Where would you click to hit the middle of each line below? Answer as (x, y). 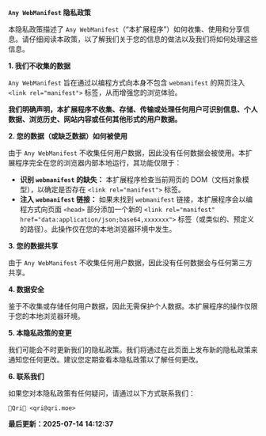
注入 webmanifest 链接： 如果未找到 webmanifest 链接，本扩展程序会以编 (136, 199)
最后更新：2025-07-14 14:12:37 (61, 424)
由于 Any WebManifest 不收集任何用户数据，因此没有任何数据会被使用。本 (127, 153)
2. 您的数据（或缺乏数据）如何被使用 (68, 136)
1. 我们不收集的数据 (40, 66)
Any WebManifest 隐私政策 (49, 12)
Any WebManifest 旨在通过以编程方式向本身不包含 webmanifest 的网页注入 (127, 83)
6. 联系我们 (27, 376)
